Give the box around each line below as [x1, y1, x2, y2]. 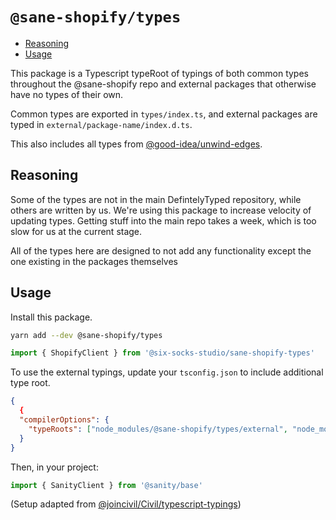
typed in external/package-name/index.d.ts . [10, 118, 193, 130]
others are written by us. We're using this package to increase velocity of [10, 204, 312, 216]
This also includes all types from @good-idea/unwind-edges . [10, 138, 263, 150]
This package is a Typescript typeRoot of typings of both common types [10, 67, 309, 79]
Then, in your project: [10, 461, 99, 473]
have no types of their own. [10, 88, 124, 100]
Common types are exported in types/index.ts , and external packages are [10, 108, 318, 120]
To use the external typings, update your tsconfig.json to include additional [10, 366, 324, 378]
